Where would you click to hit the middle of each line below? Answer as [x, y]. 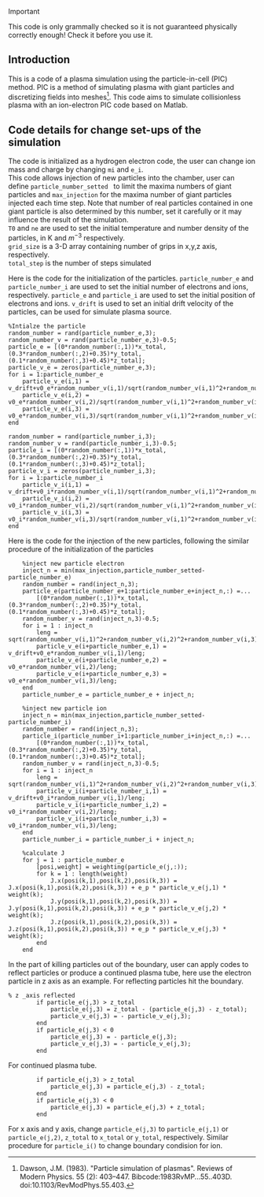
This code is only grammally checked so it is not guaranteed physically [123, 26]
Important [24, 11]
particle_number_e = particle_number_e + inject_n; [108, 694]
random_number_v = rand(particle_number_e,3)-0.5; [93, 340]
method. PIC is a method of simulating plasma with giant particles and [121, 87]
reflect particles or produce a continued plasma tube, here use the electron [130, 972]
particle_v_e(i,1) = [56, 381]
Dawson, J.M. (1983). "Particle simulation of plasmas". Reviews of [126, 1168]
